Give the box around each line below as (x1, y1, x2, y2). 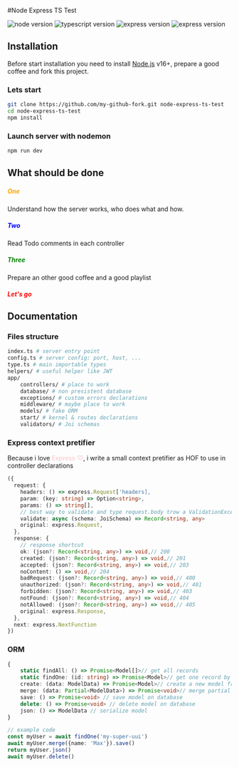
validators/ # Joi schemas (20, 421, 100, 428)
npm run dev (7, 148, 43, 155)
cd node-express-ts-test (7, 107, 81, 115)
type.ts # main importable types (7, 361, 107, 369)
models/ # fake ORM (20, 408, 78, 415)
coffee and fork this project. (7, 67, 89, 76)
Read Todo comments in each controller (7, 239, 124, 248)
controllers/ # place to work (20, 381, 110, 388)
